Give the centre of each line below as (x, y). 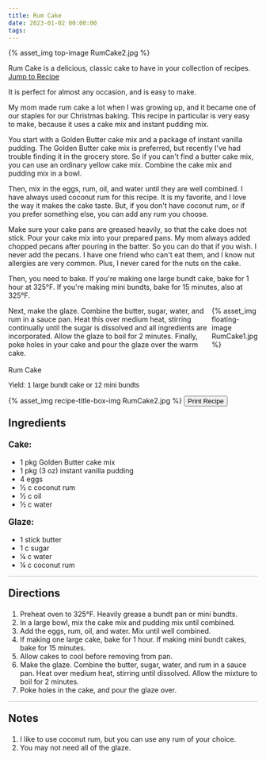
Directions (34, 593)
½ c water (36, 504)
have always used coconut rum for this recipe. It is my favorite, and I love (127, 197)
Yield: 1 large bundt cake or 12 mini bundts (74, 385)
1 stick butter (40, 539)
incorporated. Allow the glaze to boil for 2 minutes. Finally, (103, 336)
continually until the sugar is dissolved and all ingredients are (108, 328)
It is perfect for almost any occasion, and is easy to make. (102, 92)
